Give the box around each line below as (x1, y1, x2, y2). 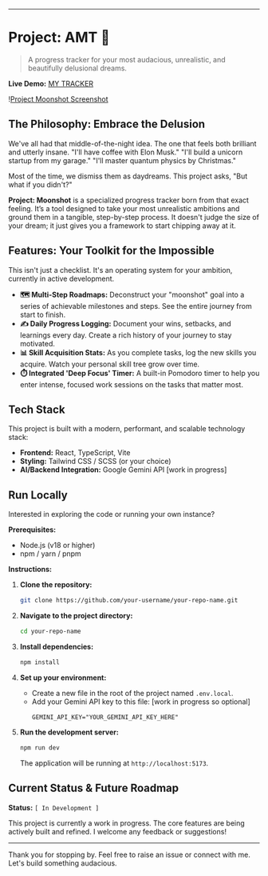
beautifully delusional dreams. (27, 63, 128, 73)
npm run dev (19, 743, 60, 752)
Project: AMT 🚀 (8, 29, 110, 46)
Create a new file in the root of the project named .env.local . (31, 688, 234, 698)
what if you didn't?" (8, 179, 73, 189)
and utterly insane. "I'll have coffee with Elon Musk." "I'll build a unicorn (8, 147, 243, 157)
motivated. (19, 338, 56, 348)
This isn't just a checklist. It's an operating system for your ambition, (8, 265, 233, 274)
